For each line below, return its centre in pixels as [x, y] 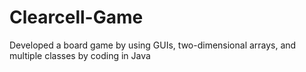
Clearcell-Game [76, 17]
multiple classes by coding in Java [80, 55]
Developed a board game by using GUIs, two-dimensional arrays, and [153, 45]
